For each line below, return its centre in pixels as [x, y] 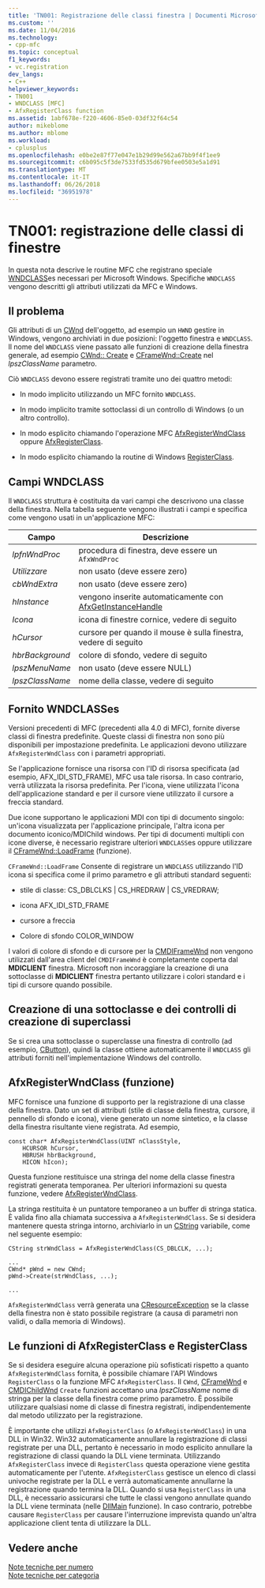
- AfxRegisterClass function [56, 111]
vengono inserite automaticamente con [151, 597]
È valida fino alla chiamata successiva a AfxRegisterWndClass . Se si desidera [132, 1217]
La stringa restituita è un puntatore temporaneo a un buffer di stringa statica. [132, 1209]
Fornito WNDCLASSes [64, 709]
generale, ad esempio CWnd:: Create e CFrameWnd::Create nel [111, 356]
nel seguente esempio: [45, 1234]
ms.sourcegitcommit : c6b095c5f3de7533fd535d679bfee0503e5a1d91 [114, 163]
